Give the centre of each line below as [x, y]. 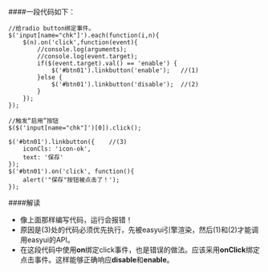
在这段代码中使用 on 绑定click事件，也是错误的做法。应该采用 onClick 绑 [136, 250]
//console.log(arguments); [82, 50]
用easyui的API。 [47, 240]
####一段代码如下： [42, 12]
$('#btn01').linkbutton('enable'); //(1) [125, 70]
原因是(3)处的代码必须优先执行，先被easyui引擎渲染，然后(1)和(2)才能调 [139, 230]
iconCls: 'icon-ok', [57, 149]
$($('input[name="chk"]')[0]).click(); [75, 128]
